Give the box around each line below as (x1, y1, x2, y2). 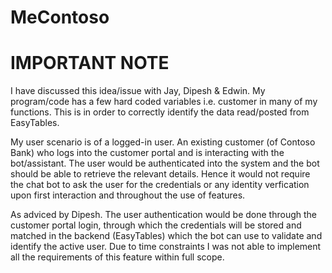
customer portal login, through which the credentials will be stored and (10, 219, 302, 231)
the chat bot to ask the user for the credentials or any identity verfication (10, 179, 310, 191)
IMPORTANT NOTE (10, 52, 170, 75)
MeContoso (10, 6, 110, 29)
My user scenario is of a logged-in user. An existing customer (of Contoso (10, 136, 316, 148)
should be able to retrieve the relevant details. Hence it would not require (10, 168, 311, 180)
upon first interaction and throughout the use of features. (10, 189, 246, 201)
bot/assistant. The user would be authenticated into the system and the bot (10, 157, 320, 170)
